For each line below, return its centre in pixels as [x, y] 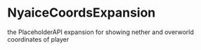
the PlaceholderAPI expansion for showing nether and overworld [101, 32]
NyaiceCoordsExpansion [82, 13]
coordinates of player [38, 39]
